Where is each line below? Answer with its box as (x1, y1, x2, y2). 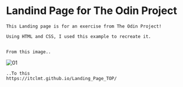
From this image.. (6, 48, 51, 55)
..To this (6, 70, 31, 76)
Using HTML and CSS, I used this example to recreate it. (6, 33, 151, 39)
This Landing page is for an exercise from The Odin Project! (6, 23, 162, 29)
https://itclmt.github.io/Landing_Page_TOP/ (6, 75, 117, 81)
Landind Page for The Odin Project (6, 4, 178, 18)
